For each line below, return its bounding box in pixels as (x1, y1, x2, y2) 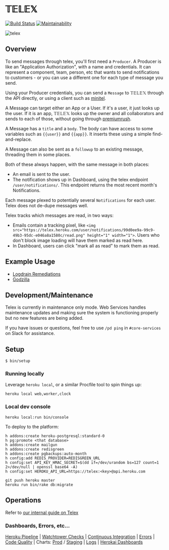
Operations (5, 496, 41, 505)
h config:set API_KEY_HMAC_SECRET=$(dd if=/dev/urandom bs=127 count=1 (5, 460, 159, 465)
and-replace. (5, 136, 32, 142)
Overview (5, 45, 37, 54)
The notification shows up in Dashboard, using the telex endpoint (12, 176, 148, 182)
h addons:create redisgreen (5, 447, 65, 452)
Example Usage (5, 258, 55, 266)
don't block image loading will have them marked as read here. (12, 237, 144, 243)
